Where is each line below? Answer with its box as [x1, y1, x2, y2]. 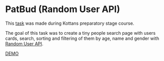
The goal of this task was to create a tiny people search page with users [5, 30, 156, 36]
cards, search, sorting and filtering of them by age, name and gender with [5, 35, 159, 41]
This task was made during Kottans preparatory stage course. [5, 20, 135, 26]
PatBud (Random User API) [5, 4, 120, 15]
